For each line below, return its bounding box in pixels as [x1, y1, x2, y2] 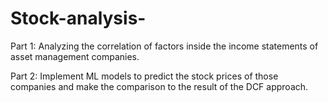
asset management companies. [10, 50, 140, 62]
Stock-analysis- [10, 7, 147, 30]
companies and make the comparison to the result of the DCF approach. [10, 80, 309, 92]
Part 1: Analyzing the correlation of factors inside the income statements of [10, 40, 319, 52]
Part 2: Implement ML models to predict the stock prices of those [10, 70, 279, 82]
